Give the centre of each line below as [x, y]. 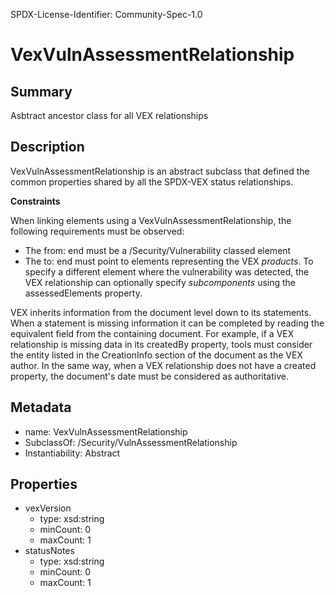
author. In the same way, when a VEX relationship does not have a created [163, 365]
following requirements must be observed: [97, 231]
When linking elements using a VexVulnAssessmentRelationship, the [151, 220]
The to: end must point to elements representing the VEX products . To [169, 261]
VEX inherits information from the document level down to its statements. [161, 312]
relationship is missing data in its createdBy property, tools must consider [161, 344]
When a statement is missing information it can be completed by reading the [167, 323]
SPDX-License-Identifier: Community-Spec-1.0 [106, 14]
